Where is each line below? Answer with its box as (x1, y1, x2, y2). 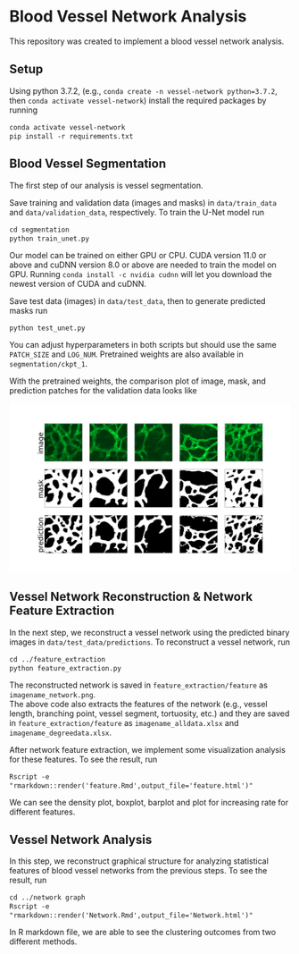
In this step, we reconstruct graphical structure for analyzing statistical (9, 856, 270, 866)
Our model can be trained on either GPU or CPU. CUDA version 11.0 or (9, 249, 267, 260)
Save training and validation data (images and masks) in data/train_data (9, 197, 277, 207)
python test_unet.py (9, 324, 87, 333)
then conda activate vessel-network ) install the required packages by (9, 95, 267, 106)
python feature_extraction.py (9, 663, 122, 672)
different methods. (9, 936, 78, 947)
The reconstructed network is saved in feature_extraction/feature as (9, 680, 268, 690)
